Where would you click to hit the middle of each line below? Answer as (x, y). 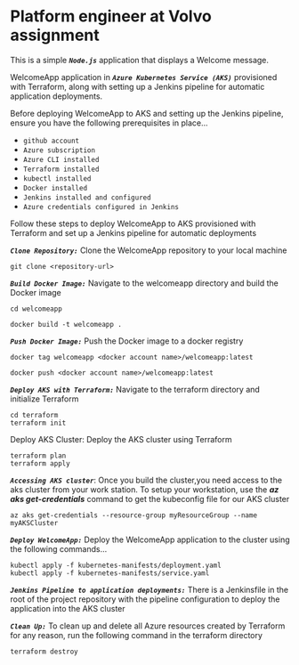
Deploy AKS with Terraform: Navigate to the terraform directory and (135, 389)
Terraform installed (61, 169)
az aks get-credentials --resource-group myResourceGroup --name (133, 515)
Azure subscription (59, 150)
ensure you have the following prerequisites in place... (109, 123)
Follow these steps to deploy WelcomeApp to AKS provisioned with (133, 223)
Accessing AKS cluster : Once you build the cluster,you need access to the (146, 480)
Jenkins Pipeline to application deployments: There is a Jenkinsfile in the (149, 589)
